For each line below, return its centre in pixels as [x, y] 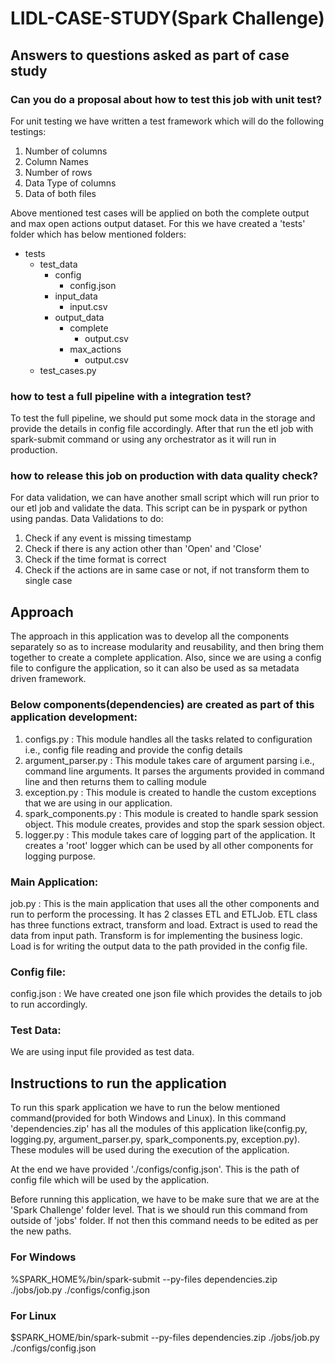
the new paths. [41, 1231]
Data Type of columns [70, 183]
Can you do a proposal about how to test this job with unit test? [166, 99]
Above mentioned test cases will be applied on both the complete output [160, 213]
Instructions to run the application [118, 1083]
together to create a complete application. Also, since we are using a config [166, 658]
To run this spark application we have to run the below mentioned [145, 1108]
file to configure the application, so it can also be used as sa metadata [155, 668]
